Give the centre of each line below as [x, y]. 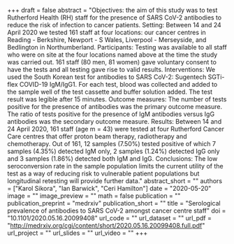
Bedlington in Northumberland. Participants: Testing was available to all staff [117, 47]
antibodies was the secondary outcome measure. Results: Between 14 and [115, 121]
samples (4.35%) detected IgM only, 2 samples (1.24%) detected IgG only [114, 151]
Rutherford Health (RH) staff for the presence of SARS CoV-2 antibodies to [115, 17]
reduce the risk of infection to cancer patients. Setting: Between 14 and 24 [114, 25]
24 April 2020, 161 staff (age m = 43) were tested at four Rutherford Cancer [116, 129]
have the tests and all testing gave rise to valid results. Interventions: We [111, 70]
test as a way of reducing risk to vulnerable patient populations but [103, 173]
